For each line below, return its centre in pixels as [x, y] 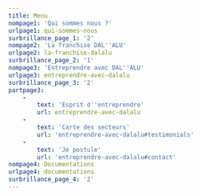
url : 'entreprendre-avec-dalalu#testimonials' [116, 134]
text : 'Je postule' [69, 150]
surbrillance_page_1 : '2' [51, 38]
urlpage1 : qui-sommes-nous [53, 30]
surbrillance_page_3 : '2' [51, 82]
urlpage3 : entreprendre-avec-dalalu [69, 75]
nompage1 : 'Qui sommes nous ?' [60, 23]
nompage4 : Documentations [51, 165]
